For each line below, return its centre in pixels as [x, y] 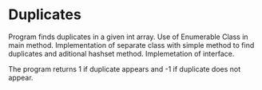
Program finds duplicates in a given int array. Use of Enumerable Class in [129, 37]
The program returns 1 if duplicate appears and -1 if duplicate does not [125, 68]
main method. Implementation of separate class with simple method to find [131, 45]
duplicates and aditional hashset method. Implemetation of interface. [121, 53]
